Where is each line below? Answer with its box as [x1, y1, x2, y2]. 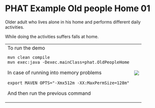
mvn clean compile [7, 54, 50, 60]
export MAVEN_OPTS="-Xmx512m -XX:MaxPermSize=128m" [7, 80, 130, 86]
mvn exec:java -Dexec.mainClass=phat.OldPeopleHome [7, 59, 130, 65]
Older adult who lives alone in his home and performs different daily [5, 19, 141, 25]
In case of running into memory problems [7, 69, 102, 76]
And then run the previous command [7, 90, 91, 96]
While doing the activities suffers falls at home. [5, 34, 99, 39]
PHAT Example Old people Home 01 [5, 3, 151, 14]
